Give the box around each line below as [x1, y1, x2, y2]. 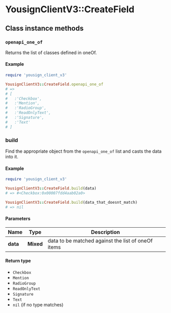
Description [91, 228, 120, 235]
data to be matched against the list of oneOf [47, 237, 153, 244]
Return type [5, 258, 32, 264]
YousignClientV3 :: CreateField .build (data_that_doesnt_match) [5, 200, 138, 205]
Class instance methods [5, 24, 84, 33]
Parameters [5, 215, 31, 222]
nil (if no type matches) [12, 301, 64, 307]
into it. [5, 154, 19, 159]
